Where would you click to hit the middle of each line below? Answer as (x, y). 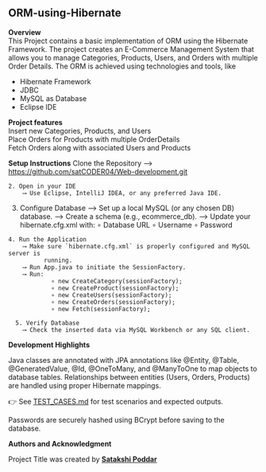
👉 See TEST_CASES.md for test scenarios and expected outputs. (116, 401)
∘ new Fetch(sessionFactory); (100, 309)
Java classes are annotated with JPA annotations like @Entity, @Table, (124, 360)
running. (58, 260)
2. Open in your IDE (42, 186)
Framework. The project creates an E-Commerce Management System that (131, 49)
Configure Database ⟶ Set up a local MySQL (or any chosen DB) (127, 208)
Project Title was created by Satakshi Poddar (83, 459)
